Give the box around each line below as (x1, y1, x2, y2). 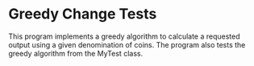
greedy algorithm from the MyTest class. (8, 48, 144, 58)
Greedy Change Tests (8, 5, 157, 23)
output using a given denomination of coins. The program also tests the (8, 39, 246, 49)
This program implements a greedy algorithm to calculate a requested (8, 31, 240, 41)
